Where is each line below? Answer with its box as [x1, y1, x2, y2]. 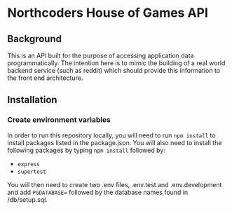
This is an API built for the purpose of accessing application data [7, 51, 194, 60]
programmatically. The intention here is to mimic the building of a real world [7, 59, 226, 67]
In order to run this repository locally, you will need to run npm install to [7, 131, 216, 139]
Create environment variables [7, 115, 111, 125]
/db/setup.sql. [7, 195, 48, 204]
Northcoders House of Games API [7, 5, 209, 21]
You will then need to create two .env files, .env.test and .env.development [7, 180, 222, 189]
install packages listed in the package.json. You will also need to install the [7, 138, 222, 147]
